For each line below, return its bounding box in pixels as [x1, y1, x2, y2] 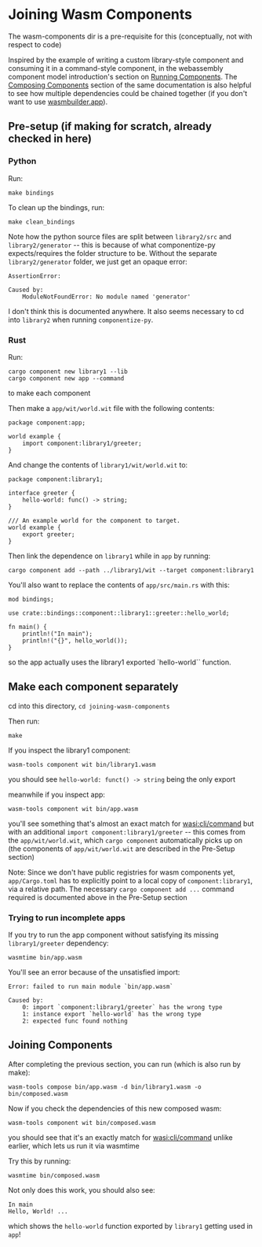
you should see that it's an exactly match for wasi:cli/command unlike [8, 1132, 233, 1142]
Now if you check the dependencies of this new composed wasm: [8, 1104, 222, 1113]
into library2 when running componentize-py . [8, 315, 154, 324]
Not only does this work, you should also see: [8, 1185, 155, 1194]
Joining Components [8, 1038, 113, 1052]
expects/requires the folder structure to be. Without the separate [8, 248, 217, 257]
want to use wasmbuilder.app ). [8, 97, 108, 106]
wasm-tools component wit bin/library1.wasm [8, 760, 156, 768]
